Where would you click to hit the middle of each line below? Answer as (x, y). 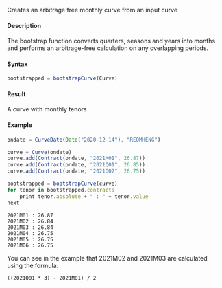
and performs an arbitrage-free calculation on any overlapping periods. (108, 48)
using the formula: (33, 265)
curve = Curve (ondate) (39, 152)
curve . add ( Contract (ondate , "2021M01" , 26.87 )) (76, 158)
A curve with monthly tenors (47, 109)
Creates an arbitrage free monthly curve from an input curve (92, 10)
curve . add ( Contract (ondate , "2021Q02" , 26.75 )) (76, 171)
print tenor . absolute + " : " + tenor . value (84, 196)
